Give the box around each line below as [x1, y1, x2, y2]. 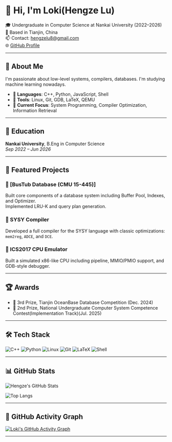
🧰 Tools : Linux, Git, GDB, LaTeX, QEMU [12, 97, 95, 103]
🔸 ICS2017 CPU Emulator [5, 246, 68, 253]
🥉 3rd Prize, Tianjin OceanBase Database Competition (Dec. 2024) [12, 299, 154, 306]
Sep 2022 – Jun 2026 [5, 146, 51, 152]
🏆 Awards [5, 283, 39, 292]
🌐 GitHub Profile [5, 42, 40, 48]
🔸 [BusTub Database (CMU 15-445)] [5, 181, 96, 188]
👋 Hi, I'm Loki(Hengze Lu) [5, 5, 115, 16]
